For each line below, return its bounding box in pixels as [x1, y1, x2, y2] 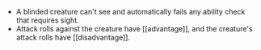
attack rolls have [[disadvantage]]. [15, 32, 131, 42]
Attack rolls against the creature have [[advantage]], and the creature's [15, 24, 253, 33]
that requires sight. [15, 15, 79, 25]
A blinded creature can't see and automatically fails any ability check [15, 7, 246, 16]
